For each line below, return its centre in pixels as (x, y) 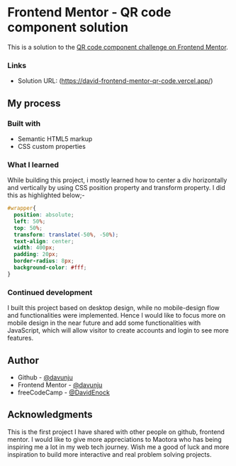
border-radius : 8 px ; (44, 261)
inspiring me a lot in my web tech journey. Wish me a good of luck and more (118, 447)
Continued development (50, 292)
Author (23, 360)
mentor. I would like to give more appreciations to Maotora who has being (114, 439)
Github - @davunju (45, 377)
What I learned (33, 165)
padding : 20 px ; (36, 255)
